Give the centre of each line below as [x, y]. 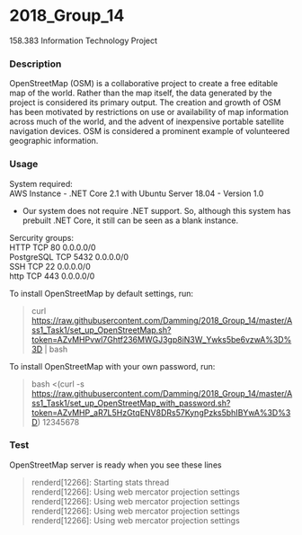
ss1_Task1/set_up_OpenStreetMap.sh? [101, 330]
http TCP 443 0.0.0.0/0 [52, 276]
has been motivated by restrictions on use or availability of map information [149, 112]
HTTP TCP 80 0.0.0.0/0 [53, 247]
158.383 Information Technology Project [84, 40]
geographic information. [54, 141]
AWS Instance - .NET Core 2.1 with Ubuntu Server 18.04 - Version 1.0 [137, 193]
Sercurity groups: [42, 237]
